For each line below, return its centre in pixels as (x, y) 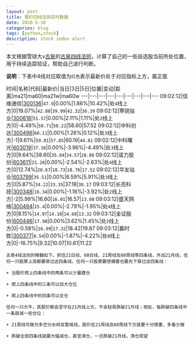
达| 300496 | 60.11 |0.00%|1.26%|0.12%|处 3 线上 (62, 133)
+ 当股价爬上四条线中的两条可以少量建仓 (48, 273)
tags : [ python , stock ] (33, 34)
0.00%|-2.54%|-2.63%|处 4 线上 (84, 162)
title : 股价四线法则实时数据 (37, 17)
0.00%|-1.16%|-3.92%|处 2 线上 (86, 191)
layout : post (22, 11)
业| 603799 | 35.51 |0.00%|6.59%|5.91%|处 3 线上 (62, 177)
